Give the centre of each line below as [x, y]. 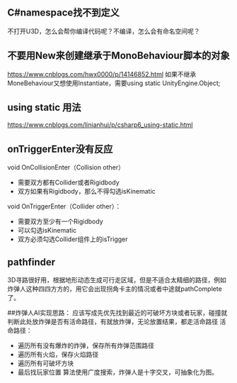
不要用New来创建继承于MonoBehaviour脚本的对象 [118, 56]
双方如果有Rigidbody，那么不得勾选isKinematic [86, 191]
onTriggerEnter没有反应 [60, 149]
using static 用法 [44, 107]
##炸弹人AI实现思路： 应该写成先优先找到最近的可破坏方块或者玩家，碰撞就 [117, 313]
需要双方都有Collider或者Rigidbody [69, 182]
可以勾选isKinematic [47, 231]
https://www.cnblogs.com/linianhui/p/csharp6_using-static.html [100, 125]
